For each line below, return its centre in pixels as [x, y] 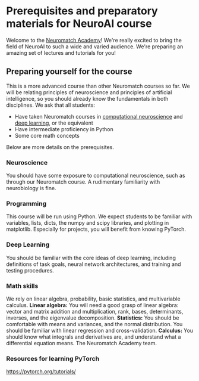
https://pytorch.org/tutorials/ [41, 371]
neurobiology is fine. [31, 188]
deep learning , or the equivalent [54, 123]
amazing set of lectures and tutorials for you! [61, 52]
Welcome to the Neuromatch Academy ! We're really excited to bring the [94, 40]
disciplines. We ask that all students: [50, 105]
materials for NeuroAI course [79, 24]
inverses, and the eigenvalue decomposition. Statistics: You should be [93, 318]
